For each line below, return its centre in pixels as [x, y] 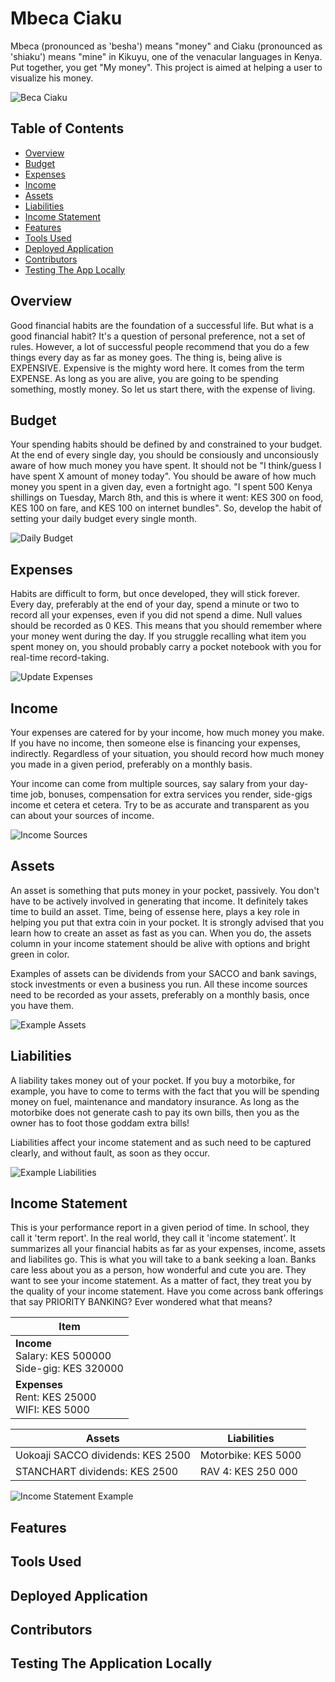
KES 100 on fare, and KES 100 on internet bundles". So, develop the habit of [166, 508]
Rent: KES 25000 [56, 1397]
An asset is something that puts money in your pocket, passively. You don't [165, 890]
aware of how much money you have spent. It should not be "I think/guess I [166, 466]
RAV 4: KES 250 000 [248, 1472]
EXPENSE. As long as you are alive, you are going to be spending [144, 378]
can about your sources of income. [82, 815]
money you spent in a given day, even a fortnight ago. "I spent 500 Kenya [161, 487]
